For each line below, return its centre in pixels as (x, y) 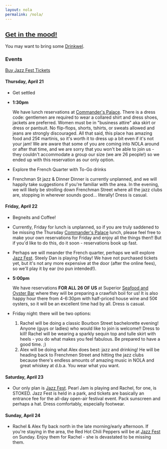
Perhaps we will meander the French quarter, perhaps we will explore (83, 253)
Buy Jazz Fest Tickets (28, 70)
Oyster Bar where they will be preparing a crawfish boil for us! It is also (85, 293)
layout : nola (19, 10)
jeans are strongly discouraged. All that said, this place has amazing (82, 133)
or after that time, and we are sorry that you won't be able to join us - (83, 149)
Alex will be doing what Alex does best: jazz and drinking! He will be (89, 350)
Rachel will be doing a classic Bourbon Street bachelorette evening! (89, 323)
